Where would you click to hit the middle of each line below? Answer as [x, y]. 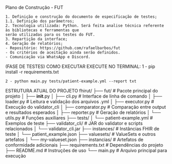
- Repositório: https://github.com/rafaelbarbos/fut [63, 48]
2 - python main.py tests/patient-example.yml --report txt [71, 81]
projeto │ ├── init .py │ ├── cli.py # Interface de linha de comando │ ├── [84, 96]
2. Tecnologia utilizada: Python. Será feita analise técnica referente [85, 26]
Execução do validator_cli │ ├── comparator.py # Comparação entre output [86, 107]
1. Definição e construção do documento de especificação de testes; [81, 17]
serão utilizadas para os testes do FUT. [50, 35]
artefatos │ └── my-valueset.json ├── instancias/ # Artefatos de [74, 139]
